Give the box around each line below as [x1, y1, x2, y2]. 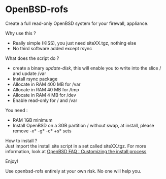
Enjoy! [5, 158, 19, 164]
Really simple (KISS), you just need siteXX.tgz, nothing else [12, 40, 137, 46]
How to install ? [5, 137, 38, 144]
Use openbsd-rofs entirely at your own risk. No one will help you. [5, 168, 142, 174]
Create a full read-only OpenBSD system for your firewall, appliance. [5, 20, 149, 26]
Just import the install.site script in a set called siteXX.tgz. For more [5, 143, 146, 149]
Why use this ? [5, 30, 37, 36]
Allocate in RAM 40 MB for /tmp [12, 86, 80, 92]
